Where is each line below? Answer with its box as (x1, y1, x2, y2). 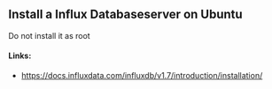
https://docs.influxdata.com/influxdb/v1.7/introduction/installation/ (20, 70, 263, 81)
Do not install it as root (8, 30, 90, 41)
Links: (8, 50, 32, 61)
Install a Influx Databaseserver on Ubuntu (8, 7, 243, 22)
